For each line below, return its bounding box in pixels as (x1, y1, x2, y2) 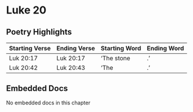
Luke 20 (6, 4, 47, 17)
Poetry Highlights (6, 27, 72, 37)
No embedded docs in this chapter (6, 99, 90, 106)
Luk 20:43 (56, 64, 86, 72)
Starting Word (100, 45, 142, 52)
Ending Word (146, 45, 184, 52)
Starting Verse (9, 45, 51, 52)
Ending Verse (56, 45, 96, 52)
